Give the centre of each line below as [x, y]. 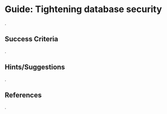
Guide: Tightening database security [83, 9]
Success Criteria [32, 39]
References [23, 95]
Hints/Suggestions [35, 67]
